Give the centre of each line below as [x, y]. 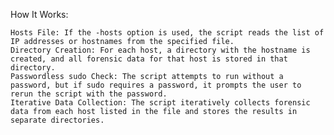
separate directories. [57, 120]
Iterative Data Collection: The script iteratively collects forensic [160, 103]
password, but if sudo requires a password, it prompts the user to [156, 85]
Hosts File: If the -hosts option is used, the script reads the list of [167, 33]
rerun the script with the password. [89, 94]
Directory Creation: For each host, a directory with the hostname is [160, 50]
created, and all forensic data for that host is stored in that [149, 59]
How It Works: [39, 14]
